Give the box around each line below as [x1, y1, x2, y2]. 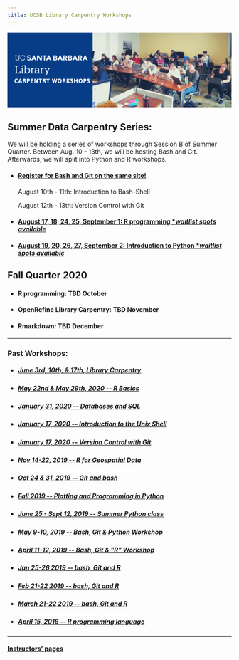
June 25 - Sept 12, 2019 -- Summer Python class [17, 510, 164, 518]
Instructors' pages [7, 644, 64, 653]
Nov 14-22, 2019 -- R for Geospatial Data [17, 456, 142, 464]
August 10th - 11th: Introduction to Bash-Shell [17, 187, 151, 196]
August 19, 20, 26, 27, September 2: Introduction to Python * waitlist [17, 241, 222, 249]
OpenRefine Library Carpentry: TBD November [17, 305, 159, 314]
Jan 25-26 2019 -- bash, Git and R [17, 563, 121, 572]
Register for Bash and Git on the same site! [17, 172, 147, 180]
